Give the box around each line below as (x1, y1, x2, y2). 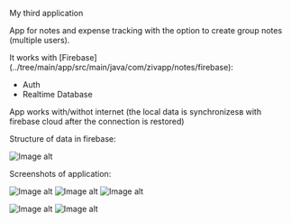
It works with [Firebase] (9, 52, 97, 62)
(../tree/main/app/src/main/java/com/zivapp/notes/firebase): (9, 62, 234, 72)
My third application (9, 8, 84, 18)
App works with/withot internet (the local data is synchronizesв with (9, 107, 262, 116)
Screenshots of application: (9, 169, 112, 179)
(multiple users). (9, 35, 70, 45)
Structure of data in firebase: (9, 134, 117, 144)
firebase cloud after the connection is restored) (9, 116, 185, 126)
